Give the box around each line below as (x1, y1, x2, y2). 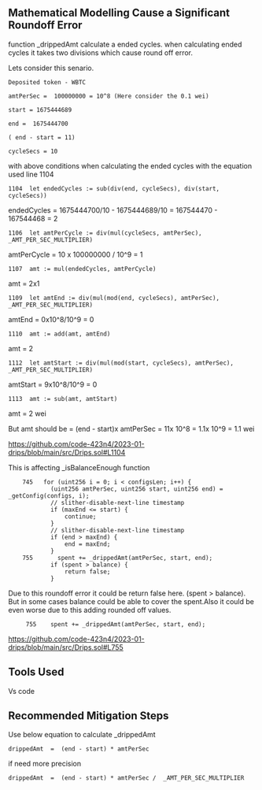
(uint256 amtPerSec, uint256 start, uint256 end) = (50, 484, 223, 493)
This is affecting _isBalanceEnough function (8, 462, 150, 472)
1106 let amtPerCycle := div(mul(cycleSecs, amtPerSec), (8, 228, 202, 237)
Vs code (8, 686, 35, 695)
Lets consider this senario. (8, 63, 94, 72)
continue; (64, 512, 97, 521)
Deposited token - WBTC (8, 78, 87, 86)
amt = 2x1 (8, 279, 40, 288)
